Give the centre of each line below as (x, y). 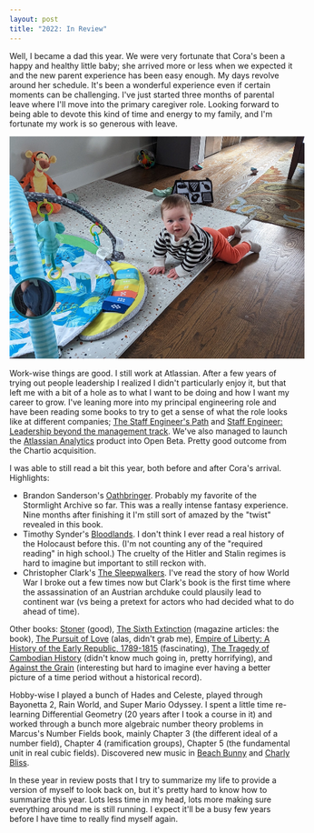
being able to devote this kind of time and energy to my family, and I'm (141, 114)
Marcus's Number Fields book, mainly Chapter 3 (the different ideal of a (144, 734)
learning (25, 715)
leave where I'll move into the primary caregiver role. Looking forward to (144, 104)
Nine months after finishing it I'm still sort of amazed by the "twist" (147, 515)
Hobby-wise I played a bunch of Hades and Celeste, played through (136, 695)
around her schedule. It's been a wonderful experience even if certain (140, 85)
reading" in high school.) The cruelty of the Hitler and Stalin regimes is (154, 554)
